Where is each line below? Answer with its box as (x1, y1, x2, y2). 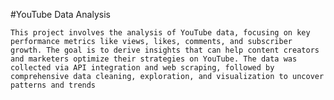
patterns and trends (10, 80, 97, 90)
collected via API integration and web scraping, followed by (10, 63, 275, 73)
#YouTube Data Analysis (10, 9, 111, 20)
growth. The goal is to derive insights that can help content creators (10, 45, 320, 55)
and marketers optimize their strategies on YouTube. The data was (10, 54, 298, 64)
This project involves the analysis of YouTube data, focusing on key (10, 28, 311, 38)
